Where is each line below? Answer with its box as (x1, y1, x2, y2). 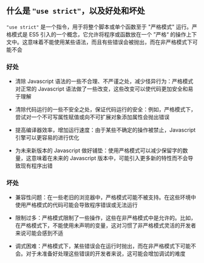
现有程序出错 (20, 162, 53, 169)
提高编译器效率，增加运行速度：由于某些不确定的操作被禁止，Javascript (15, 127, 196, 134)
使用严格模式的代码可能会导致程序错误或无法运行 (15, 202, 138, 209)
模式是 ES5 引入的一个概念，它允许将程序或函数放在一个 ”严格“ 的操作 (11, 30, 186, 38)
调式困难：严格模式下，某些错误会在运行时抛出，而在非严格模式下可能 (15, 242, 191, 250)
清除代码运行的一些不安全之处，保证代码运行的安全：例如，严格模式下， (15, 106, 196, 113)
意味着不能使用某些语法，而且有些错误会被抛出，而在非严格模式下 (27, 38, 192, 46)
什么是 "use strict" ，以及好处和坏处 (6, 5, 145, 16)
